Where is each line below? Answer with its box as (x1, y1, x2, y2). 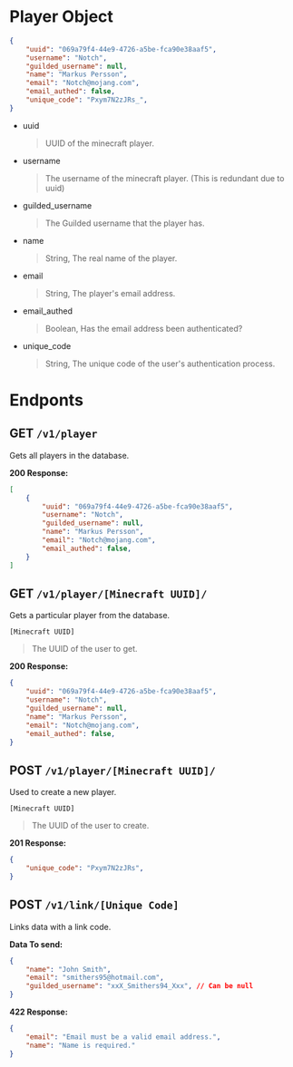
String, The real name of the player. (44, 252, 178, 264)
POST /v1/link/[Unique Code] (9, 897, 180, 913)
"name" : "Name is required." (25, 1041, 136, 1050)
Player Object (9, 6, 113, 27)
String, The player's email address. (44, 287, 176, 298)
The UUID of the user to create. (31, 820, 150, 831)
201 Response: (9, 838, 66, 849)
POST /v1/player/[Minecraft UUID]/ (9, 762, 216, 778)
